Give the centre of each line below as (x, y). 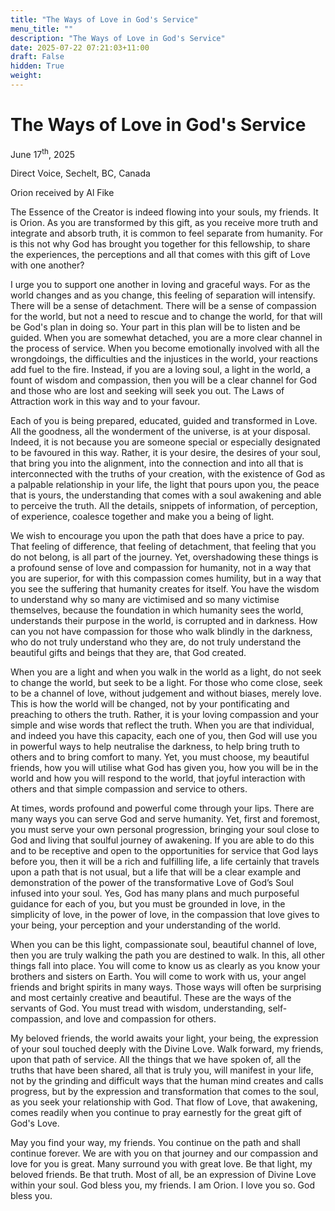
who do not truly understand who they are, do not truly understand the (156, 642)
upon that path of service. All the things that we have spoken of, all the (156, 1060)
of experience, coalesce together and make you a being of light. (142, 517)
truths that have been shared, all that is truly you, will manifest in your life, (162, 1070)
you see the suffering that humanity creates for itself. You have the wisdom (165, 589)
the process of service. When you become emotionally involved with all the (165, 348)
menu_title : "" (42, 29)
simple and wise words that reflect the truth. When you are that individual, (162, 725)
